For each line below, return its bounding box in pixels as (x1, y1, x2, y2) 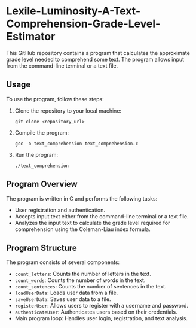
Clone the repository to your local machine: (14, 107, 121, 114)
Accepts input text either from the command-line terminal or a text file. (14, 212, 189, 220)
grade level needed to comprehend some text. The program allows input (6, 56, 184, 63)
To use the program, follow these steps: (6, 95, 104, 102)
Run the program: (14, 151, 59, 158)
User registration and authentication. (14, 206, 106, 214)
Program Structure (6, 242, 78, 253)
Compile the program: (14, 129, 69, 136)
